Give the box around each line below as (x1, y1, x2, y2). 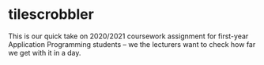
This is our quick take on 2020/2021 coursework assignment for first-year (8, 31, 249, 41)
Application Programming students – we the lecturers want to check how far (8, 39, 256, 49)
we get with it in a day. (8, 48, 81, 57)
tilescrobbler (8, 5, 95, 23)
